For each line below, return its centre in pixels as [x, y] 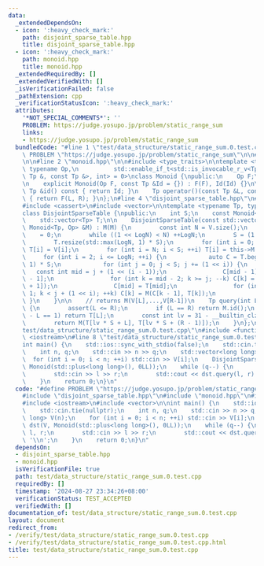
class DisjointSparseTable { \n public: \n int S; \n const [126, 213]
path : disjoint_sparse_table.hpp [77, 37]
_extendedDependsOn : [49, 23]
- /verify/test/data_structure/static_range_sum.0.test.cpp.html [117, 542]
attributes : [35, 111]
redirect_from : [33, 528]
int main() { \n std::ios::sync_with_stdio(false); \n [116, 345]
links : [33, 132]
